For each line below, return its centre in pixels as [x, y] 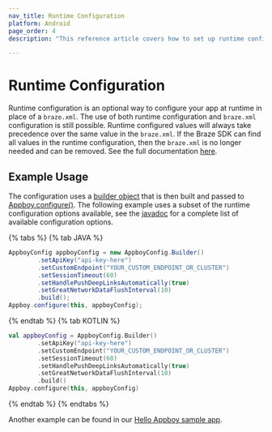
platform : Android [39, 24]
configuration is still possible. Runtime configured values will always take [130, 126]
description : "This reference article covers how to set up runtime [126, 38]
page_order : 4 [32, 31]
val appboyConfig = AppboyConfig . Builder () [83, 336]
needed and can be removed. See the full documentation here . [113, 152]
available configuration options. [61, 222]
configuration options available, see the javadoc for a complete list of [123, 213]
